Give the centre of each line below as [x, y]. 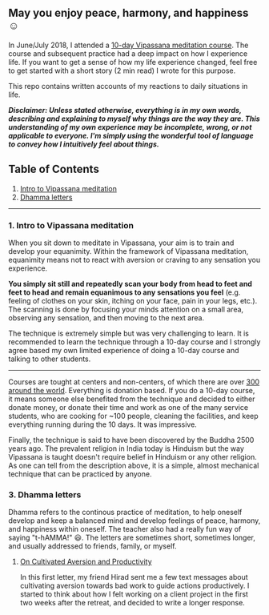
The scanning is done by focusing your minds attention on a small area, [126, 309]
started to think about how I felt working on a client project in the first [134, 594]
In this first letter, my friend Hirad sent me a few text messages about [134, 577]
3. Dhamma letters [45, 494]
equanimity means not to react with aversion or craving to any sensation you [134, 259]
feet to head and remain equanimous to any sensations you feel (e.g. [124, 292]
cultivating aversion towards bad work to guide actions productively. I [134, 586]
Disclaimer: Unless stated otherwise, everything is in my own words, [125, 110]
